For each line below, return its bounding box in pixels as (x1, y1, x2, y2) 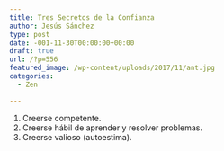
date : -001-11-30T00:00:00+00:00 (9, 38, 135, 48)
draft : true (9, 47, 54, 56)
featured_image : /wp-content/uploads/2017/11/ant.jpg (9, 64, 216, 73)
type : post (9, 30, 50, 39)
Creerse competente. (22, 112, 102, 123)
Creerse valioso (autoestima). (22, 131, 132, 142)
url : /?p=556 (9, 55, 58, 64)
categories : (9, 72, 54, 81)
